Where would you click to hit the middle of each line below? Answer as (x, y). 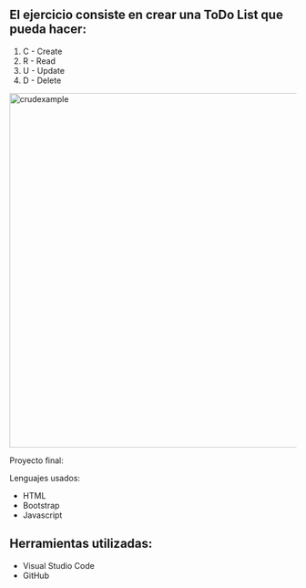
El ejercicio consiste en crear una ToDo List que (147, 15)
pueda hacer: (48, 30)
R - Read (39, 61)
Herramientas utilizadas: (81, 544)
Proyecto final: (36, 460)
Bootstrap (41, 505)
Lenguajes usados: (45, 478)
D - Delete (42, 80)
